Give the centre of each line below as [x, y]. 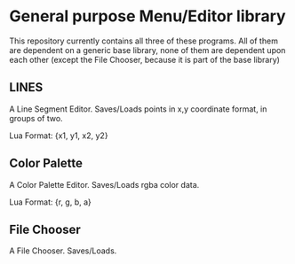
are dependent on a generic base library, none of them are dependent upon [147, 50]
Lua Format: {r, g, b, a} [50, 202]
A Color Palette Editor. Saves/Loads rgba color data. [104, 184]
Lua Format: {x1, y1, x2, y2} [59, 136]
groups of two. [36, 118]
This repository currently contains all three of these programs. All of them [144, 41]
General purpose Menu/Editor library [147, 16]
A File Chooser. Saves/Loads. [63, 251]
